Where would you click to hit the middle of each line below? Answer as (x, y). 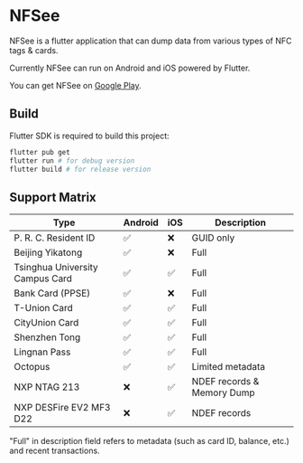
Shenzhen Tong (47, 337)
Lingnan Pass (42, 352)
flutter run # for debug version (72, 161)
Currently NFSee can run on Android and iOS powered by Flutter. (130, 68)
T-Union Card (44, 308)
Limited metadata (229, 367)
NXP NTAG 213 (47, 387)
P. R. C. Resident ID (55, 238)
